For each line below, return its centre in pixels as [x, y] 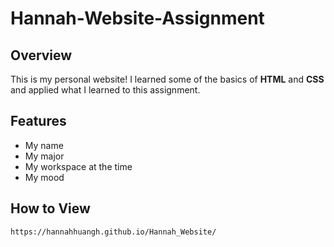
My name [44, 145]
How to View [50, 208]
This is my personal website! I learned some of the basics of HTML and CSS [167, 79]
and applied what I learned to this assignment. [105, 90]
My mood [44, 177]
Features [38, 121]
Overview [41, 55]
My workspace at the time [78, 166]
